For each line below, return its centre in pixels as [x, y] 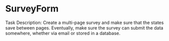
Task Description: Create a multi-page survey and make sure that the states [84, 22]
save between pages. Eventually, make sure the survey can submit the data [84, 27]
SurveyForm [32, 9]
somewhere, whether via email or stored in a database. [63, 33]
